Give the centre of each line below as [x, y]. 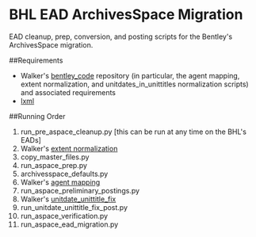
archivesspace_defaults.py [64, 174]
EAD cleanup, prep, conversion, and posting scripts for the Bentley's [121, 36]
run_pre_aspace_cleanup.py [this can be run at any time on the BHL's [133, 132]
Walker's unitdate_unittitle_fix [68, 199]
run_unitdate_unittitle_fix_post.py [74, 207]
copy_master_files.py [55, 157]
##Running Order [37, 116]
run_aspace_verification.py [64, 216]
